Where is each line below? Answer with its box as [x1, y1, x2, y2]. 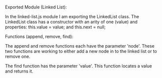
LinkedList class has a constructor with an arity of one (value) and [5, 19, 138, 25]
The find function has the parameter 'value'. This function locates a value [5, 63, 152, 69]
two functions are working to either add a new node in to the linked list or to [5, 49, 157, 54]
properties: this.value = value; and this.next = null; [5, 24, 106, 30]
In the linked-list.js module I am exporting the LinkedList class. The [5, 14, 139, 19]
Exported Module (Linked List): [5, 4, 67, 10]
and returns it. [5, 68, 33, 74]
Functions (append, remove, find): [5, 34, 74, 39]
